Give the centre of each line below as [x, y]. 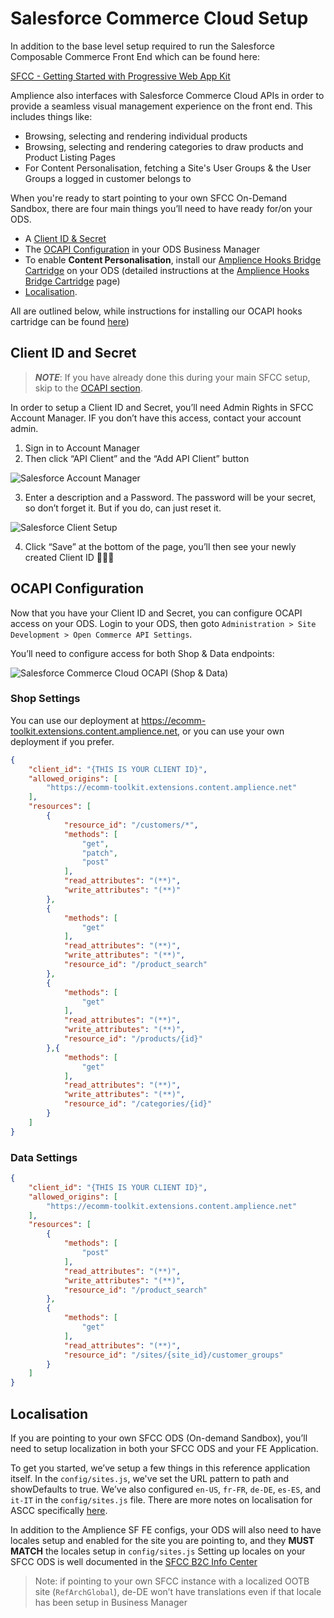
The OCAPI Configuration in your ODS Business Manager [142, 249]
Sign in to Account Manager [82, 448]
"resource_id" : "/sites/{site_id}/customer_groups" [173, 1355]
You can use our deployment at [75, 720]
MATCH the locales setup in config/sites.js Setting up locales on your [158, 1551]
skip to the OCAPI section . [88, 388]
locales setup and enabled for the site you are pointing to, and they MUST [162, 1540]
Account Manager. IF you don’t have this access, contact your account [156, 418]
